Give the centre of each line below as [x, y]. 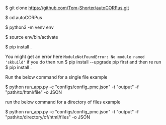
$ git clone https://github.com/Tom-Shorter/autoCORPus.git [67, 8]
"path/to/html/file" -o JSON [33, 92]
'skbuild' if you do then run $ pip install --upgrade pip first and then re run [83, 62]
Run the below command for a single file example [56, 77]
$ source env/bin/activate [32, 37]
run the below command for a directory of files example [63, 102]
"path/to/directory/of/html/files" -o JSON [48, 117]
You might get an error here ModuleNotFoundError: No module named [75, 56]
